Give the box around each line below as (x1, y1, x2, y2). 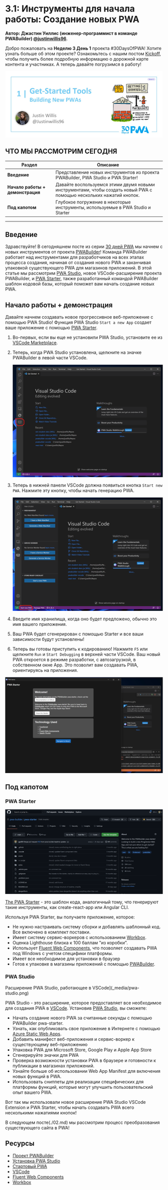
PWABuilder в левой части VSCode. (12, 355, 88, 361)
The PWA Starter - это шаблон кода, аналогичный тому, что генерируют (5, 899, 158, 905)
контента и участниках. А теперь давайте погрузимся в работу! (5, 61, 141, 67)
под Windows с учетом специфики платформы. (12, 950, 113, 956)
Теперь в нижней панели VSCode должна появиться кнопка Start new (12, 482, 162, 488)
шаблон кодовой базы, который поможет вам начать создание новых (5, 281, 155, 287)
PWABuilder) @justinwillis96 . (5, 36, 68, 42)
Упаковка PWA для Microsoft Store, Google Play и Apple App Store (12, 1047, 151, 1053)
